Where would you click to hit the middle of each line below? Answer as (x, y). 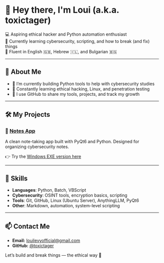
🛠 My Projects (28, 115)
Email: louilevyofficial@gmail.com (46, 241)
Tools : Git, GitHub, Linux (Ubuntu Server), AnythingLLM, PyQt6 (75, 200)
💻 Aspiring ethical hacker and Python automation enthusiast (66, 34)
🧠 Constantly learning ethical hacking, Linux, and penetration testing (81, 89)
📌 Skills (16, 178)
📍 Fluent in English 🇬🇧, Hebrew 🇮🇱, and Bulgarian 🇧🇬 (61, 51)
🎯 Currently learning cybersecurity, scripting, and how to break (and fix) (77, 41)
